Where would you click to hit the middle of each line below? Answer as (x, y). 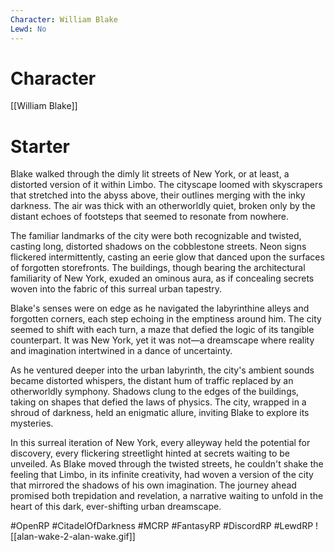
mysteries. (32, 423)
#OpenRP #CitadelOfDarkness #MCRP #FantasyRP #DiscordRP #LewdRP (162, 526)
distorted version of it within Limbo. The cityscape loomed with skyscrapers (166, 185)
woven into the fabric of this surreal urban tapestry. (116, 289)
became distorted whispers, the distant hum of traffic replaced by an (152, 381)
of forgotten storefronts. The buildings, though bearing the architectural (158, 268)
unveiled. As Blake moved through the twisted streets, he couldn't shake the (167, 464)
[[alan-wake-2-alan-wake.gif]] (73, 537)
